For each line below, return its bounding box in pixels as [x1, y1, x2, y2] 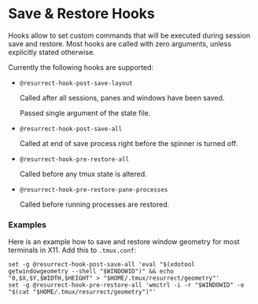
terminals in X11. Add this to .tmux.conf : [8, 245, 136, 255]
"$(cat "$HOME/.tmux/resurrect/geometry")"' [8, 288, 157, 296]
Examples [8, 219, 47, 230]
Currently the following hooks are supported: [8, 62, 153, 71]
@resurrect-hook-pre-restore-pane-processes [19, 185, 168, 193]
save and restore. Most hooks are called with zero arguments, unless [8, 38, 232, 48]
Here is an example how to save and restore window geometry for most [8, 237, 240, 247]
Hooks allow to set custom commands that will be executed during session [8, 31, 250, 40]
